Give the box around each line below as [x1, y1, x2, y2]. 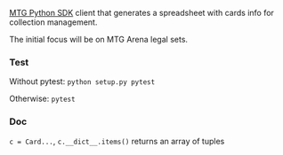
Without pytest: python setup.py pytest [9, 76, 156, 87]
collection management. [9, 17, 98, 27]
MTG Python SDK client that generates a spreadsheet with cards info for [9, 8, 274, 18]
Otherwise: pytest [9, 93, 76, 105]
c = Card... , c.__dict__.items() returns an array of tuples [9, 136, 225, 146]
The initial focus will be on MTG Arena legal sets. [9, 35, 189, 44]
